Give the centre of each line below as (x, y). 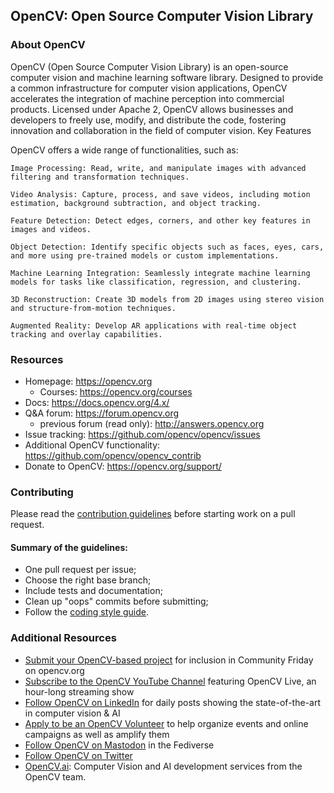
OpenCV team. (55, 776)
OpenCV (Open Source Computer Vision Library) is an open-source (149, 66)
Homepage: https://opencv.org (88, 381)
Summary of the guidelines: (69, 547)
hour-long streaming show (79, 691)
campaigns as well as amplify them (97, 734)
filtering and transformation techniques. (100, 177)
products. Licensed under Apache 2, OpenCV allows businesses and (152, 109)
